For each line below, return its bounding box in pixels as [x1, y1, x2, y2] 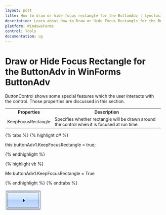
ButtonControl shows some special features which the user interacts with [5, 93, 154, 99]
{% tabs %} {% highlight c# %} [5, 132, 69, 138]
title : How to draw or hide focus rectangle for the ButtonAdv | [5, 13, 142, 18]
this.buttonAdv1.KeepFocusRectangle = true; [5, 142, 96, 148]
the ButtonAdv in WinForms [5, 67, 121, 77]
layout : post [5, 8, 32, 13]
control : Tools [5, 29, 37, 34]
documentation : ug [5, 34, 43, 39]
